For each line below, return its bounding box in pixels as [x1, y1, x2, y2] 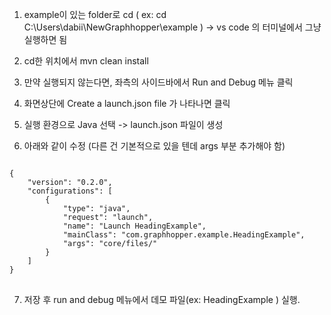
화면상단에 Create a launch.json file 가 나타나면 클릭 [23, 98, 231, 109]
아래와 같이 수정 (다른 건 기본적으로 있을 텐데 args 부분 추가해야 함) [23, 140, 286, 152]
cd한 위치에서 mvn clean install [23, 55, 149, 67]
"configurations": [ [27, 186, 113, 196]
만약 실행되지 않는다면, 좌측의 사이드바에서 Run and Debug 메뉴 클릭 [23, 76, 294, 88]
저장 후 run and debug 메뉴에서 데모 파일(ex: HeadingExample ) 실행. [23, 294, 301, 305]
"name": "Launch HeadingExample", [62, 221, 207, 231]
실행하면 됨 [23, 34, 68, 45]
